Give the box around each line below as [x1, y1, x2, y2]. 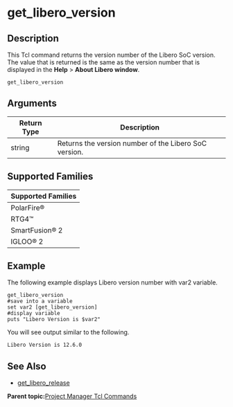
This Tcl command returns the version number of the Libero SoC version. [7, 51, 216, 59]
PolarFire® [10, 203, 45, 212]
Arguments [7, 98, 58, 109]
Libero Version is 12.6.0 [7, 341, 82, 349]
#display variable [7, 310, 60, 317]
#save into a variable [7, 298, 73, 305]
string [10, 143, 30, 152]
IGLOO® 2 [10, 237, 44, 246]
